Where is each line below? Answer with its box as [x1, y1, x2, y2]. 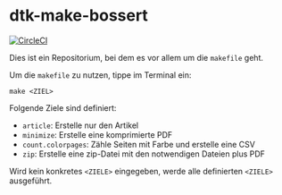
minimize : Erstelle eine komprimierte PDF [21, 129, 173, 140]
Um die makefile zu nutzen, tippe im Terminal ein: [9, 69, 192, 81]
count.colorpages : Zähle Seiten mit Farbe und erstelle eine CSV [21, 139, 256, 149]
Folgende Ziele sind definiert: [9, 102, 117, 113]
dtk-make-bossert [9, 5, 149, 26]
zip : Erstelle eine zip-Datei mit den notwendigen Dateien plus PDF [21, 148, 266, 159]
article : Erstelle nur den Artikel [21, 120, 139, 131]
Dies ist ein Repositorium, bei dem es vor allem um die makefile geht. [9, 52, 263, 63]
